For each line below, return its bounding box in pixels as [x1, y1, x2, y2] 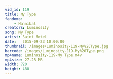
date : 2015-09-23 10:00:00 [5, 39, 65, 44]
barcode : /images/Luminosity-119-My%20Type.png [5, 48, 104, 53]
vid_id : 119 [5, 7, 29, 12]
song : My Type [5, 30, 34, 35]
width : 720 [5, 62, 27, 67]
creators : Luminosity [5, 26, 49, 30]
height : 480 [5, 67, 29, 72]
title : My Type [5, 12, 36, 17]
